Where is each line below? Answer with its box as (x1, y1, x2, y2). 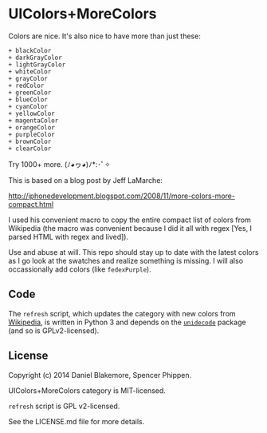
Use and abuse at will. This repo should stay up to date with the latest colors (8, 247, 259, 256)
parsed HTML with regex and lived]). (8, 232, 129, 241)
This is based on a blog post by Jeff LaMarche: (8, 175, 163, 185)
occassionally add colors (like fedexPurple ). (8, 264, 151, 274)
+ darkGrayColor (8, 54, 62, 62)
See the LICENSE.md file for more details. (8, 416, 145, 426)
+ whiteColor (8, 67, 52, 76)
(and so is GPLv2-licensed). (8, 325, 100, 336)
